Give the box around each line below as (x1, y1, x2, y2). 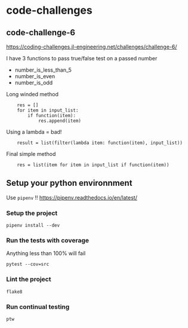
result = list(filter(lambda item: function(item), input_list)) (17, 140, 183, 146)
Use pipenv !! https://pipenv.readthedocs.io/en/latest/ (6, 194, 137, 201)
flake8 (6, 289, 23, 295)
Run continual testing (6, 302, 70, 311)
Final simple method (6, 151, 56, 157)
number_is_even (14, 73, 56, 79)
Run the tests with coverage (6, 237, 90, 245)
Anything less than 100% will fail (6, 250, 86, 257)
